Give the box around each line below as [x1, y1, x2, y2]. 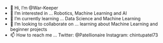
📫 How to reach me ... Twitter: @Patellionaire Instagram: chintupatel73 [10, 32, 158, 38]
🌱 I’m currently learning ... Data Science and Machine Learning [10, 16, 141, 21]
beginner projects [10, 26, 47, 32]
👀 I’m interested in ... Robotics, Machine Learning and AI [10, 10, 127, 16]
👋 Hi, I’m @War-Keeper [10, 5, 58, 11]
